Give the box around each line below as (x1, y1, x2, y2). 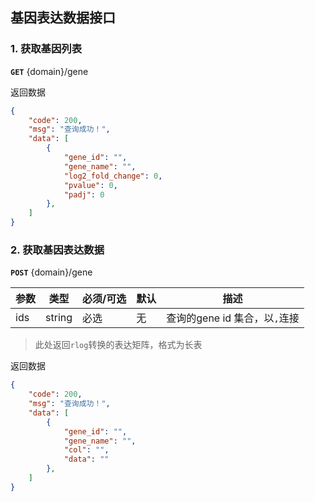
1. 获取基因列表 (10, 42, 83, 56)
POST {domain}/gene (10, 266, 93, 278)
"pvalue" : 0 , (63, 180, 118, 190)
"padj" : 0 (63, 189, 105, 200)
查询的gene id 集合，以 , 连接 (166, 311, 300, 325)
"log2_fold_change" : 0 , (63, 171, 163, 181)
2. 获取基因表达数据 (10, 243, 105, 257)
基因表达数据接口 (10, 9, 116, 27)
